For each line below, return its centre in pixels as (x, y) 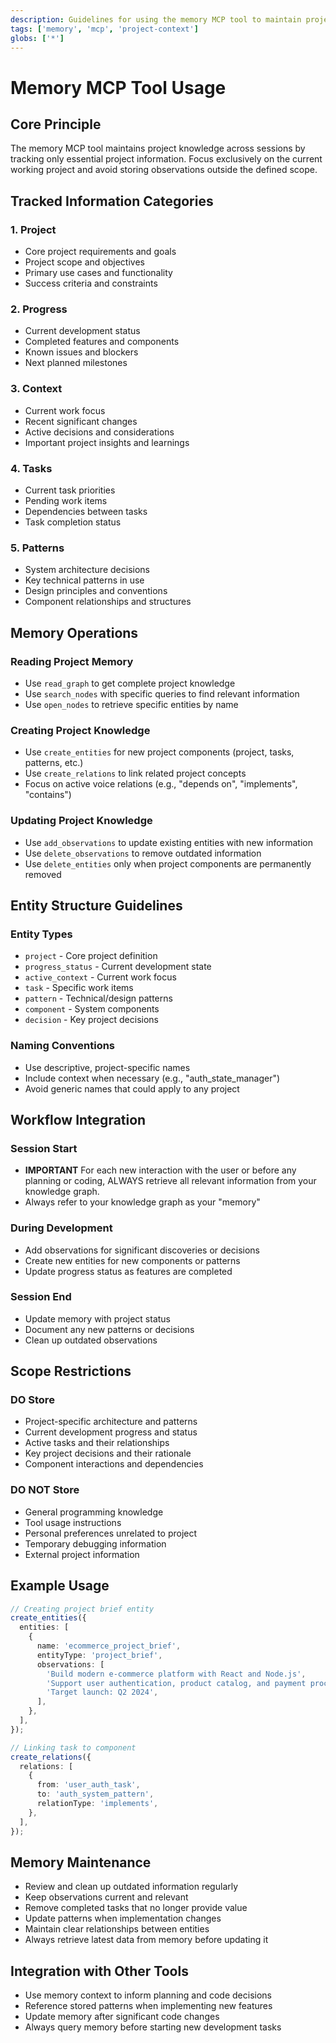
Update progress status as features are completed (128, 1271)
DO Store (32, 1400)
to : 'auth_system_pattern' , (95, 1794)
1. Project (33, 229)
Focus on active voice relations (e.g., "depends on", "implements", (161, 784)
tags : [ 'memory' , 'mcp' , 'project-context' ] (104, 29)
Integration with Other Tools (99, 1971)
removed (43, 874)
